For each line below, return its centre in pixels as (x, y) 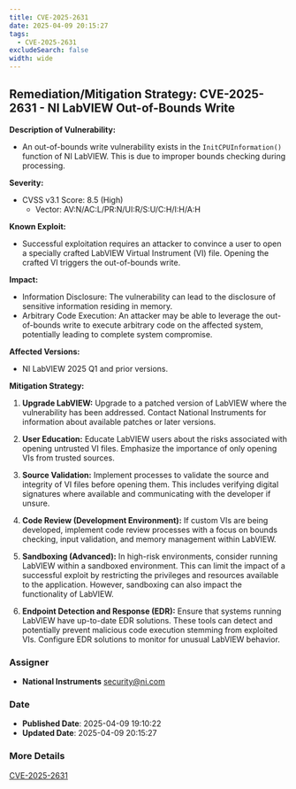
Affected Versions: (45, 352)
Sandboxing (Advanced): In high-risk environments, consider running (150, 556)
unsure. (36, 503)
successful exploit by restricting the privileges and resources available (150, 575)
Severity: (27, 182)
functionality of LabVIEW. (68, 593)
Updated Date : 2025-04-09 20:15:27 (89, 733)
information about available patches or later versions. (119, 422)
